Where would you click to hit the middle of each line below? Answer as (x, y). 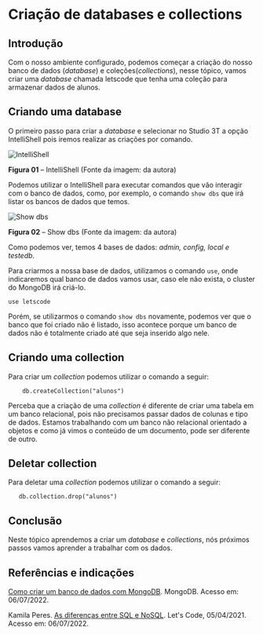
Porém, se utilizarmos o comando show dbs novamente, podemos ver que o (130, 316)
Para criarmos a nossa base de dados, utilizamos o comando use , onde (123, 270)
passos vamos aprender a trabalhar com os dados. (90, 548)
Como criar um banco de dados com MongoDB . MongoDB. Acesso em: (124, 592)
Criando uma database (65, 112)
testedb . (22, 255)
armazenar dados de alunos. (54, 87)
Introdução (36, 44)
